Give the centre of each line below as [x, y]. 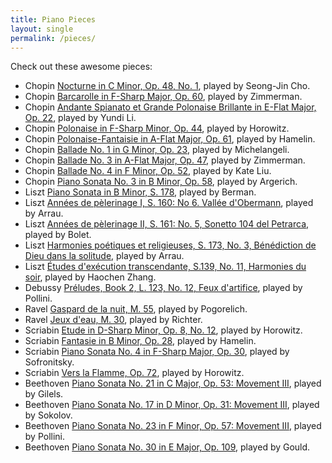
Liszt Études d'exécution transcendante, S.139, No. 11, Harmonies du [165, 267]
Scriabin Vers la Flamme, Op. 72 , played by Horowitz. [134, 373]
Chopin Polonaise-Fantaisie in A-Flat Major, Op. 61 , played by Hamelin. [170, 139]
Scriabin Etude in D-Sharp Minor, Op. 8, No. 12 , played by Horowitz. [163, 330]
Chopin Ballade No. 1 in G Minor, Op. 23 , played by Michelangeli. [157, 150]
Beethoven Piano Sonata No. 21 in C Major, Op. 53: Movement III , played [173, 383]
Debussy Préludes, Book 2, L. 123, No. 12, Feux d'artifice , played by [163, 288]
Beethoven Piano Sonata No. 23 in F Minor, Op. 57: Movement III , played [173, 426]
